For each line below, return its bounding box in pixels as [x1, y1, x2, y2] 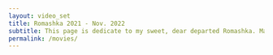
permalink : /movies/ [8, 34, 79, 43]
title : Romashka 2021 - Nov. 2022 [8, 19, 126, 27]
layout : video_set [8, 11, 71, 20]
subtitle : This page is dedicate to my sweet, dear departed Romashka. [8, 27, 256, 35]
